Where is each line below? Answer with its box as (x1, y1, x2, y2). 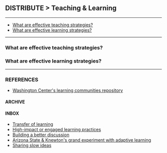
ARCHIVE (5, 99, 25, 105)
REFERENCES (5, 76, 39, 83)
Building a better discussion (12, 132, 70, 138)
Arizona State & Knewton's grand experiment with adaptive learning (12, 137, 152, 143)
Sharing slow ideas (12, 143, 52, 149)
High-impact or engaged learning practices (12, 127, 101, 133)
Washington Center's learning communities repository (12, 87, 123, 93)
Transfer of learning (12, 121, 54, 127)
